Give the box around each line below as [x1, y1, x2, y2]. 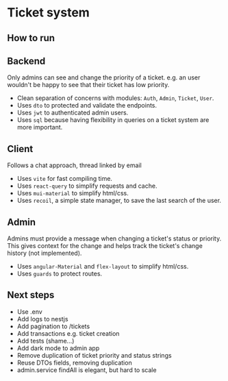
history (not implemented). [7, 249, 82, 258]
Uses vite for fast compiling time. [16, 175, 113, 183]
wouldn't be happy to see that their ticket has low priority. [7, 81, 170, 89]
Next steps [7, 289, 55, 301]
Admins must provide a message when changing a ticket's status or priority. [7, 234, 222, 243]
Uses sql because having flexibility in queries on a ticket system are [16, 116, 210, 124]
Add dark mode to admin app [16, 344, 100, 352]
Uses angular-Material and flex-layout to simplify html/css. [16, 262, 189, 271]
